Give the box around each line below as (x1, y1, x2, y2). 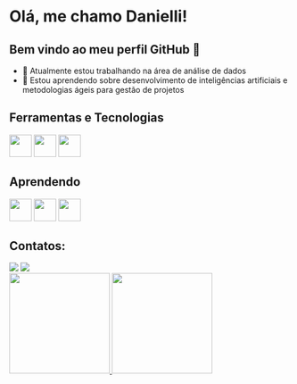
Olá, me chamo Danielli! (9, 6, 188, 27)
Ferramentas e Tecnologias (9, 110, 165, 126)
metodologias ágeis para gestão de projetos (21, 85, 185, 95)
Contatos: (9, 238, 66, 254)
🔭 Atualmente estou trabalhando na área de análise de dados (21, 65, 247, 76)
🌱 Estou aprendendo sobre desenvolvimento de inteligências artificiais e (21, 75, 288, 86)
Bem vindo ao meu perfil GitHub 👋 (9, 42, 201, 57)
